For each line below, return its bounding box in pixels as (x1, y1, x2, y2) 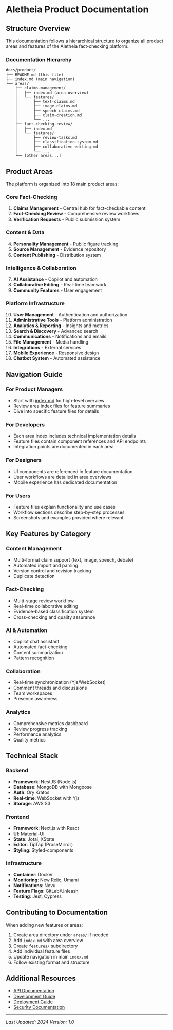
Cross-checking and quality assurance (13, 613, 95, 620)
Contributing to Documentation (6, 908, 108, 917)
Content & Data (6, 229, 45, 236)
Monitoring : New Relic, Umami (13, 877, 79, 883)
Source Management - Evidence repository (13, 246, 106, 252)
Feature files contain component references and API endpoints (13, 438, 146, 444)
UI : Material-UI (13, 830, 45, 837)
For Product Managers (6, 386, 63, 393)
